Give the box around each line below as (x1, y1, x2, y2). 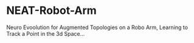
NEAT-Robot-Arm (6, 4, 97, 18)
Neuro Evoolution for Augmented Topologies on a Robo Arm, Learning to (6, 24, 189, 31)
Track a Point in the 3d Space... (6, 30, 85, 37)
